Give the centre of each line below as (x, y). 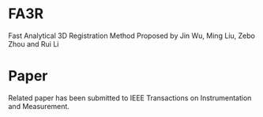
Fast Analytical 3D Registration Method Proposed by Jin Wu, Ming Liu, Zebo (131, 36)
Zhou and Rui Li (34, 43)
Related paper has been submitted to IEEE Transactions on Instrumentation (130, 98)
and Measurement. (39, 106)
